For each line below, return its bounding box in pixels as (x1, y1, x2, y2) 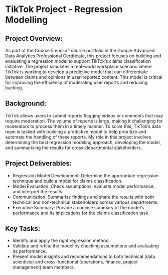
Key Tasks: (5, 224, 41, 233)
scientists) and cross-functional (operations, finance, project (12, 259, 138, 265)
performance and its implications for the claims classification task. (12, 210, 149, 216)
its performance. (12, 248, 47, 254)
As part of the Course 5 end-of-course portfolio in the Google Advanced (5, 48, 155, 53)
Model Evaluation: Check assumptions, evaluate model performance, (12, 183, 155, 189)
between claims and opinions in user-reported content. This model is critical (5, 74, 163, 80)
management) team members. (12, 264, 75, 270)
